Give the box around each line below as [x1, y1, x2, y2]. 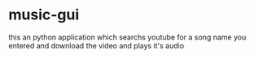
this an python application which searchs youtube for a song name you [8, 32, 247, 42]
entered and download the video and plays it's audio [8, 40, 185, 50]
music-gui [8, 6, 80, 24]
